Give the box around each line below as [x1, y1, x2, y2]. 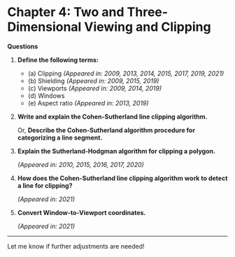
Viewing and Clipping [83, 19, 211, 35]
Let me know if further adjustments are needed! [7, 242, 145, 250]
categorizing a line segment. [17, 133, 103, 142]
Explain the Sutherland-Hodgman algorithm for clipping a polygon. [17, 147, 215, 155]
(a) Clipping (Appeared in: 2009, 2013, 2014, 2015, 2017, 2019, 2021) [27, 69, 225, 78]
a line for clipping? [17, 181, 73, 189]
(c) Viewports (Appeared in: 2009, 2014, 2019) [27, 84, 162, 92]
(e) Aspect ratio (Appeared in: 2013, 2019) [27, 98, 149, 107]
